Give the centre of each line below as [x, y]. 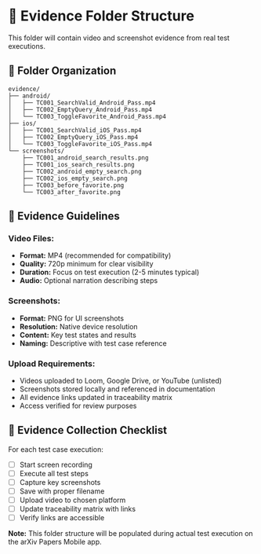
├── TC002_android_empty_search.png [82, 171]
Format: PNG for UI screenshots [71, 318]
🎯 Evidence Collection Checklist [87, 430]
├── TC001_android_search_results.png [85, 158]
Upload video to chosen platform [72, 500]
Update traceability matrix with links [77, 509]
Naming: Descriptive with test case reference [93, 343]
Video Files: [31, 239]
